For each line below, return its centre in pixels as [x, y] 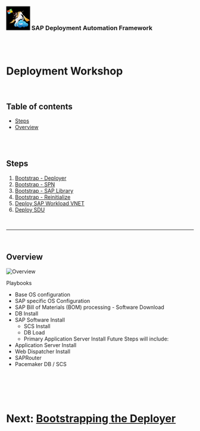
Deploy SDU [30, 210]
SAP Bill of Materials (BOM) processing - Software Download [90, 307]
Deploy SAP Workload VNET [50, 203]
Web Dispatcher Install [42, 351]
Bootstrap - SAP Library [44, 190]
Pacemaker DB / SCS [40, 364]
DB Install [26, 313]
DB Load [34, 332]
